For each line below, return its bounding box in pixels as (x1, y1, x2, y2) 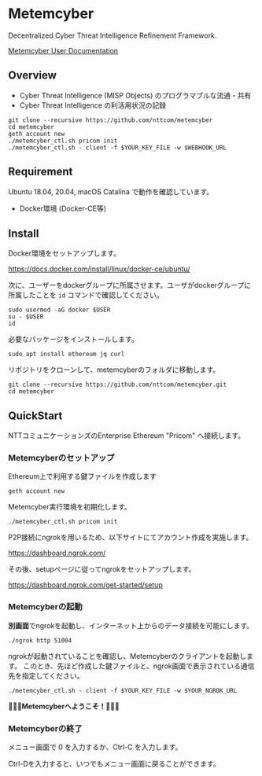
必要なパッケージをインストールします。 (8, 335, 139, 344)
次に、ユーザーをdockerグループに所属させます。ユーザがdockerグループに (8, 281, 252, 290)
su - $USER (8, 313, 44, 321)
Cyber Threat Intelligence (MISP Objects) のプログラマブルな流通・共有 (19, 90, 252, 100)
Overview (8, 68, 57, 83)
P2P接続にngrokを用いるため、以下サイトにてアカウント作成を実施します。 (8, 532, 253, 542)
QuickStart (8, 409, 63, 422)
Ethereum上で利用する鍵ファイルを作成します (8, 472, 157, 481)
